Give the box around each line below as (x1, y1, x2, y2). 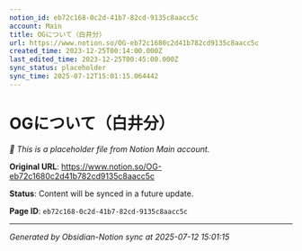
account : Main (9, 22, 63, 31)
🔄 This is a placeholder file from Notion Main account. (9, 143, 210, 154)
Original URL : (9, 161, 60, 172)
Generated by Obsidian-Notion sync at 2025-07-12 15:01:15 (9, 231, 230, 242)
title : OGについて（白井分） (9, 30, 106, 39)
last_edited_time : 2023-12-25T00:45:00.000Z (9, 55, 179, 64)
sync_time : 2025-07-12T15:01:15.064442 (9, 72, 159, 81)
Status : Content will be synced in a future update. (9, 188, 194, 199)
